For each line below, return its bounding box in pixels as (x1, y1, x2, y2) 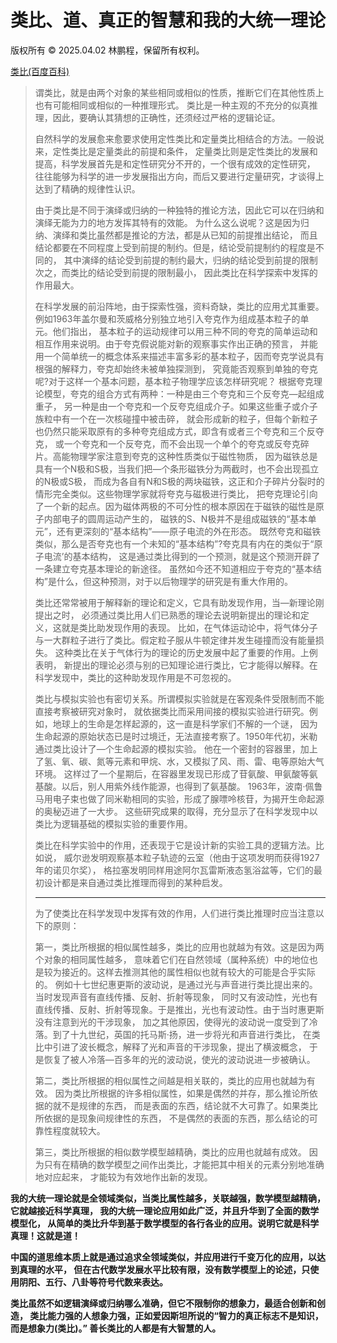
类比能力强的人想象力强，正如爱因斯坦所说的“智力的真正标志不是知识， (29, 1309, 324, 1321)
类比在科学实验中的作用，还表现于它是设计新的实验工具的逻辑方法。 (34, 839, 316, 851)
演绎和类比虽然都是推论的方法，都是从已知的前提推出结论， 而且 (52, 229, 318, 241)
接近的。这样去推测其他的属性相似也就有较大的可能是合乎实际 (61, 966, 316, 978)
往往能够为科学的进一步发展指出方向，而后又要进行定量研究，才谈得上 (34, 170, 325, 182)
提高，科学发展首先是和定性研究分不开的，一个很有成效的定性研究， (34, 157, 316, 170)
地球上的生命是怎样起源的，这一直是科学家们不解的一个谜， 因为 (52, 717, 318, 730)
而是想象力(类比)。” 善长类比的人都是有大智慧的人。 (10, 1322, 222, 1334)
